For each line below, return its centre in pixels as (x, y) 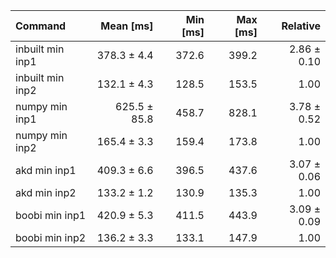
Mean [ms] (127, 26)
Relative (301, 26)
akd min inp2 (46, 192)
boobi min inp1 (51, 215)
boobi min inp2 (51, 237)
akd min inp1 (46, 170)
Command (41, 26)
